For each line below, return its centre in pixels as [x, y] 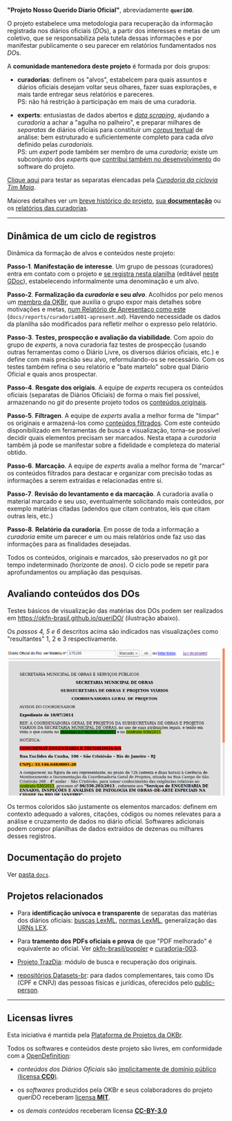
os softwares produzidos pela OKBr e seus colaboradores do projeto [115, 1090]
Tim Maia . [21, 187]
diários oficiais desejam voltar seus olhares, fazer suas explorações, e [117, 87]
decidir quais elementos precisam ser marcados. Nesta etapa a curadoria [112, 437]
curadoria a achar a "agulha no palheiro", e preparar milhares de [109, 122]
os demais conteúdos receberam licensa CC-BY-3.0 [92, 1111]
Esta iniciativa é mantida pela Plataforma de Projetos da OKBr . [95, 1035]
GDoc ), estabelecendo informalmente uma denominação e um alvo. [103, 281]
